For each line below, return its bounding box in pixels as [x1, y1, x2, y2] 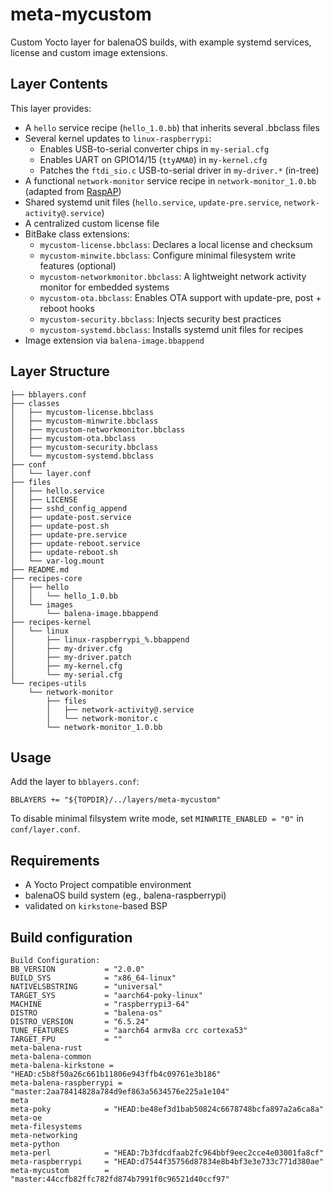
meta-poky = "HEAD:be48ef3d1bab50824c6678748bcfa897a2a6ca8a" [10, 1104, 325, 1114]
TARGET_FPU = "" [10, 1034, 123, 1044]
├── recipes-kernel [10, 617, 92, 627]
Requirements [10, 852, 100, 869]
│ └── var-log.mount [10, 556, 105, 566]
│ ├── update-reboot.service [10, 538, 141, 548]
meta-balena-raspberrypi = [10, 1078, 123, 1088]
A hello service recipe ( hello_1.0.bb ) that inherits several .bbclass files [24, 121, 320, 133]
